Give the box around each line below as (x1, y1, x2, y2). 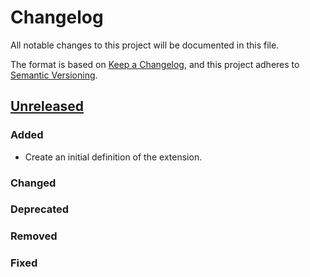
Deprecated (10, 202, 70, 216)
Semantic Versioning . (10, 69, 98, 81)
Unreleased (10, 98, 85, 115)
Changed (10, 176, 57, 190)
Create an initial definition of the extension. (24, 151, 203, 163)
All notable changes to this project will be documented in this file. (10, 39, 280, 51)
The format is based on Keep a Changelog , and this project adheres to (10, 58, 300, 70)
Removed (10, 229, 58, 243)
